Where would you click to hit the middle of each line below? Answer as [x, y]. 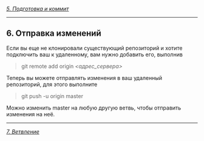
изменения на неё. [31, 114]
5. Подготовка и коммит [38, 9]
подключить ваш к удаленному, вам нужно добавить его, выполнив [95, 54]
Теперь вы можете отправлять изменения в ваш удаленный [84, 77]
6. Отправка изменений [54, 34]
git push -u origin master [52, 96]
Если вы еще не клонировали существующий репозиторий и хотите [95, 48]
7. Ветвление [23, 131]
